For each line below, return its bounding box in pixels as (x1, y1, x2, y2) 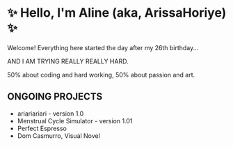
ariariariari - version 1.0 (17, 109, 84, 118)
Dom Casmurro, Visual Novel (17, 131, 101, 140)
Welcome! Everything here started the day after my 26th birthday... (7, 43, 199, 52)
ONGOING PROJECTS (7, 91, 103, 102)
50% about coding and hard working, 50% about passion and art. (7, 70, 195, 79)
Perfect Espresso (17, 124, 67, 132)
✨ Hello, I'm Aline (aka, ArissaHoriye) (7, 5, 227, 21)
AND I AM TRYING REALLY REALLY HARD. (7, 57, 129, 65)
